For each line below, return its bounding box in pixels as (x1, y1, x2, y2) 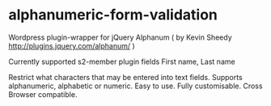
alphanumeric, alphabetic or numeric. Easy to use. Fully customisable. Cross (8, 81, 263, 91)
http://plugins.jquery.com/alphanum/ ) (8, 40, 135, 50)
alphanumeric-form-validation (8, 6, 218, 24)
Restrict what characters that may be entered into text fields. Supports (8, 72, 243, 82)
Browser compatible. (8, 89, 78, 99)
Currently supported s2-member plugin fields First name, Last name (8, 57, 236, 66)
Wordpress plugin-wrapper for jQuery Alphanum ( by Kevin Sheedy (8, 32, 232, 42)
